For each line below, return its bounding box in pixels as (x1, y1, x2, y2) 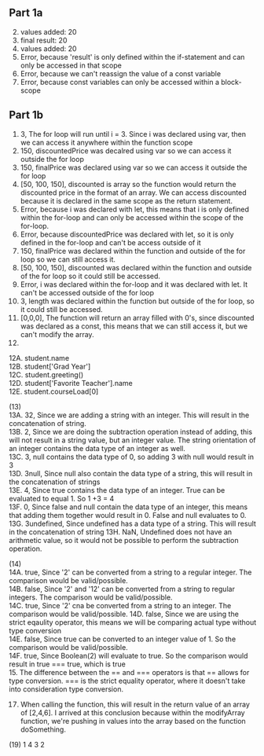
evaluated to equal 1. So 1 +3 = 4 (9, 494, 115, 503)
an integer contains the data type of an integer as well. (9, 443, 185, 453)
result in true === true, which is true (9, 659, 126, 669)
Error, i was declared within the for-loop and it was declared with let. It (20, 279, 248, 289)
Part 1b (9, 108, 44, 122)
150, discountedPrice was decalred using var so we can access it (20, 145, 232, 156)
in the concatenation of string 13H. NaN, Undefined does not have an (9, 527, 233, 537)
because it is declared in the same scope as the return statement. (20, 196, 233, 205)
